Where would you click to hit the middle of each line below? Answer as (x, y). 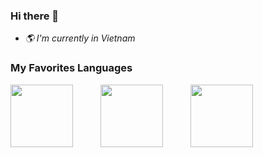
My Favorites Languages (71, 68)
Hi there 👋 (35, 16)
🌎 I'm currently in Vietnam (80, 38)
